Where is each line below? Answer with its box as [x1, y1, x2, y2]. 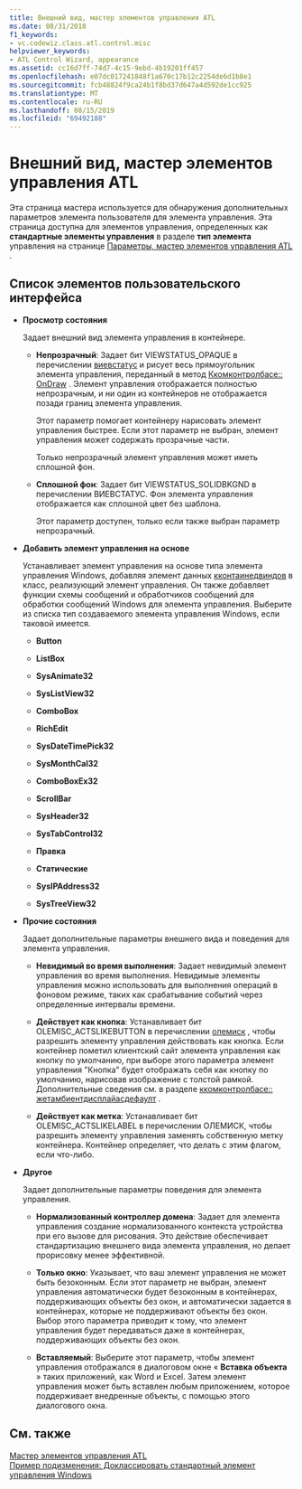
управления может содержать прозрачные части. [35, 434, 230, 445]
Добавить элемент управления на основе [22, 542, 190, 553]
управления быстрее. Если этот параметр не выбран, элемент [35, 424, 279, 435]
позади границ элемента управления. [35, 397, 183, 408]
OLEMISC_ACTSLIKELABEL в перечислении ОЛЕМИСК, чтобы [35, 1120, 272, 1131]
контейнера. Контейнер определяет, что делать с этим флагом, [35, 1139, 281, 1150]
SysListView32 [35, 688, 95, 699]
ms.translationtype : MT [9, 89, 99, 98]
